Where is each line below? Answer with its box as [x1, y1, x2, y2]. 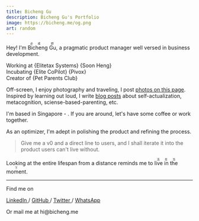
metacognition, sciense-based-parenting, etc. [6, 99, 118, 106]
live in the [154, 160, 178, 167]
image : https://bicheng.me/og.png [6, 20, 92, 26]
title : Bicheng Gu [6, 8, 52, 15]
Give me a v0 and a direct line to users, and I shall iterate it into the [20, 140, 184, 147]
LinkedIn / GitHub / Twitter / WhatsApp [6, 197, 101, 204]
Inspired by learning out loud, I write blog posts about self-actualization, [6, 93, 182, 100]
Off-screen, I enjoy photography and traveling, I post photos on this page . [6, 86, 186, 93]
